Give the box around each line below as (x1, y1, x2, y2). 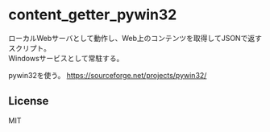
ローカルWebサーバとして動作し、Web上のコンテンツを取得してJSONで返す (8, 33, 262, 43)
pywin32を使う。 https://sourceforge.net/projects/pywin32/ (8, 70, 207, 80)
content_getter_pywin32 (8, 6, 177, 24)
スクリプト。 (8, 43, 51, 53)
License (8, 94, 49, 108)
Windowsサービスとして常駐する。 (8, 53, 124, 63)
